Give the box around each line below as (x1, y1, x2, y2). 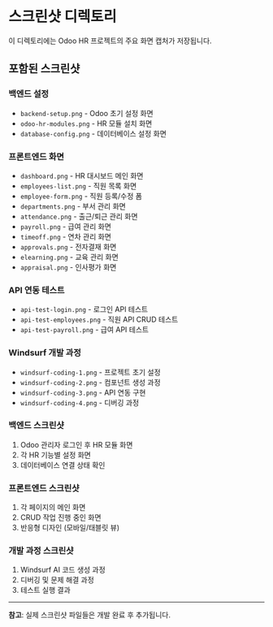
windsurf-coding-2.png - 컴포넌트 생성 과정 (19, 377, 161, 387)
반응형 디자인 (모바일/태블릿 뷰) (19, 523, 120, 533)
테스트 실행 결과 (19, 586, 71, 595)
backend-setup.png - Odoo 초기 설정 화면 (19, 108, 154, 118)
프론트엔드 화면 (8, 151, 65, 162)
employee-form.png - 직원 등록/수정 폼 (19, 191, 142, 201)
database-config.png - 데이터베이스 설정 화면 (19, 128, 167, 138)
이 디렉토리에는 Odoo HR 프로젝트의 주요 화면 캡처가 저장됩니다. (8, 36, 213, 45)
